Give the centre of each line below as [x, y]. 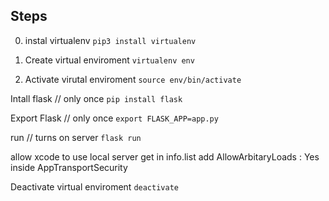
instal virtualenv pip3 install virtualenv [110, 40]
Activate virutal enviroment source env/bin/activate [133, 79]
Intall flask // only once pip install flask [96, 98]
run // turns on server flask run [76, 137]
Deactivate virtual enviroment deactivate [94, 186]
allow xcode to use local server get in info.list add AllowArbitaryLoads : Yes [165, 156]
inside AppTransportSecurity [69, 167]
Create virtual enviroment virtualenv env [109, 60]
